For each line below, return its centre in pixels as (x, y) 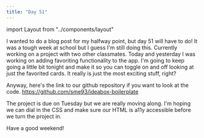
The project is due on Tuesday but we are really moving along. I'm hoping (98, 103)
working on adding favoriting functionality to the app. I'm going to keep (95, 60)
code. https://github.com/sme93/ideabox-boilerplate (72, 91)
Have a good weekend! (35, 128)
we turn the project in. (34, 116)
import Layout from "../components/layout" (60, 29)
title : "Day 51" (27, 12)
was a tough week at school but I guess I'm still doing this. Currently (92, 47)
